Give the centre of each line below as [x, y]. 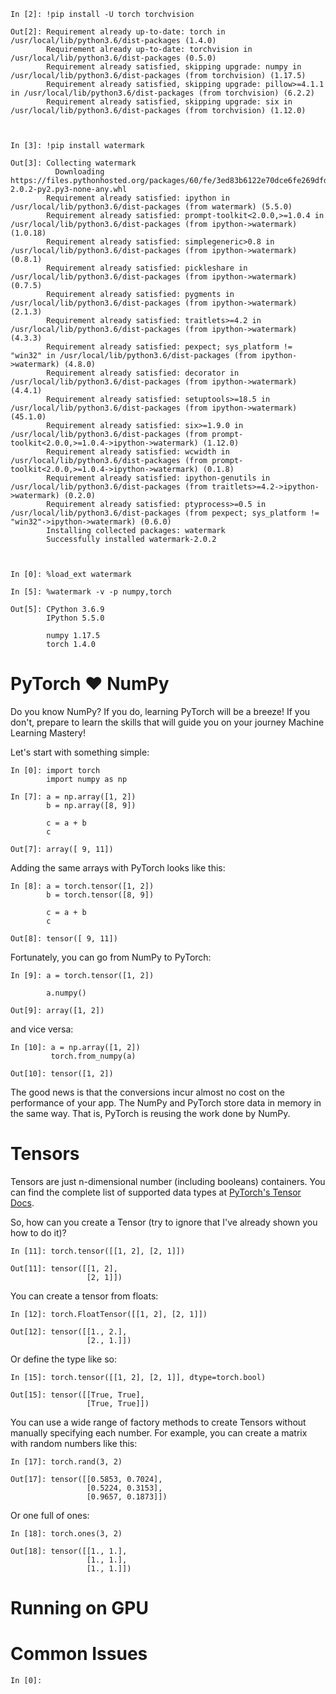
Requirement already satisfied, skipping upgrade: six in [169, 102]
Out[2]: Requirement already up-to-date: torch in [118, 32]
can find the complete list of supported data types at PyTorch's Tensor [156, 1192]
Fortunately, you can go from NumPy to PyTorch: [111, 957]
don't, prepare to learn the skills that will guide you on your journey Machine [167, 722]
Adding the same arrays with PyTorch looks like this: [118, 867]
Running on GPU [79, 1608]
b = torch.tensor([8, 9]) [100, 895]
